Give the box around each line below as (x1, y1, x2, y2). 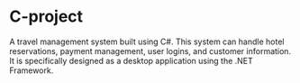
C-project (9, 6, 84, 27)
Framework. (9, 65, 54, 76)
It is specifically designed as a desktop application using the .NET (9, 55, 254, 66)
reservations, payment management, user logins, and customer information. (9, 45, 291, 56)
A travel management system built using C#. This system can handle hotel (9, 36, 285, 47)
